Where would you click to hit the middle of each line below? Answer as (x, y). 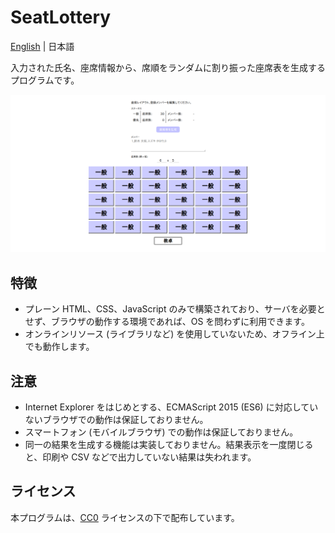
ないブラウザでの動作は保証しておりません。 (116, 420)
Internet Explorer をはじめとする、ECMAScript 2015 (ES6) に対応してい (171, 407)
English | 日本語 (42, 46)
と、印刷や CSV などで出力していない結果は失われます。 (140, 457)
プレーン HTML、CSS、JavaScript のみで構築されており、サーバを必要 (170, 309)
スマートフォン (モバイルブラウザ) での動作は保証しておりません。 (161, 432)
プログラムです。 (45, 80)
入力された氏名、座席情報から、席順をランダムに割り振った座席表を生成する (168, 67)
